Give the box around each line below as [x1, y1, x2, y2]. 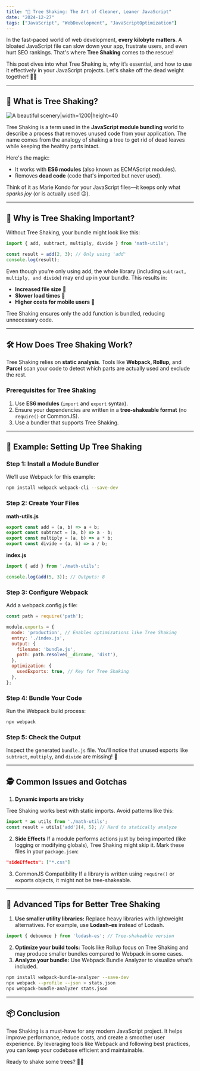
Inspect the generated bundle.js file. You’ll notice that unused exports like [6, 746, 189, 754]
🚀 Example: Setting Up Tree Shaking [6, 442, 142, 452]
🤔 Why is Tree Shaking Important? [6, 213, 135, 223]
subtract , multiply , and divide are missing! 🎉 [6, 753, 118, 760]
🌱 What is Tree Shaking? [6, 96, 98, 106]
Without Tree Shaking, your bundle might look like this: [6, 229, 140, 236]
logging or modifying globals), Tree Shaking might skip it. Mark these [14, 841, 185, 849]
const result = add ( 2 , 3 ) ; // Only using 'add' [6, 251, 127, 257]
